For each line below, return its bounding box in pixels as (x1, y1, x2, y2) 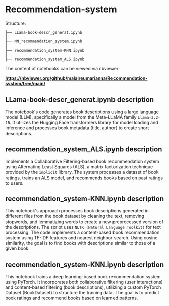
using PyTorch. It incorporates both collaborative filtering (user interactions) (5, 279, 163, 285)
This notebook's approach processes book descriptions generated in (5, 208, 149, 214)
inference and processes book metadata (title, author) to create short (5, 125, 149, 131)
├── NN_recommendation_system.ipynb (5, 39, 82, 44)
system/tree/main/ (5, 80, 46, 86)
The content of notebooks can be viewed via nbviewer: (5, 65, 120, 71)
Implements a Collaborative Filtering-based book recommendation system (5, 158, 160, 164)
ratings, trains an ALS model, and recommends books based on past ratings (5, 174, 163, 181)
